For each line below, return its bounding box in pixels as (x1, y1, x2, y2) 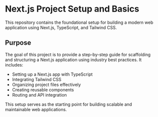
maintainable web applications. (5, 106, 67, 112)
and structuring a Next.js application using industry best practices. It (5, 57, 142, 63)
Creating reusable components (12, 86, 74, 93)
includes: (5, 62, 23, 67)
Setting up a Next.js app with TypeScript (12, 71, 93, 77)
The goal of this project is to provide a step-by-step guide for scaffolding (5, 51, 151, 57)
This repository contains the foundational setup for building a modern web (5, 19, 154, 25)
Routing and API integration (12, 92, 67, 98)
